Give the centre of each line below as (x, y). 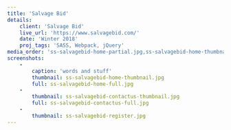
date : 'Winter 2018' (49, 39)
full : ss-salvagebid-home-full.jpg (83, 84)
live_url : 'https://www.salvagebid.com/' (79, 33)
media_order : (26, 52)
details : (20, 20)
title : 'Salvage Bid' (38, 13)
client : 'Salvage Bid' (52, 26)
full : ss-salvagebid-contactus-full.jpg (90, 103)
